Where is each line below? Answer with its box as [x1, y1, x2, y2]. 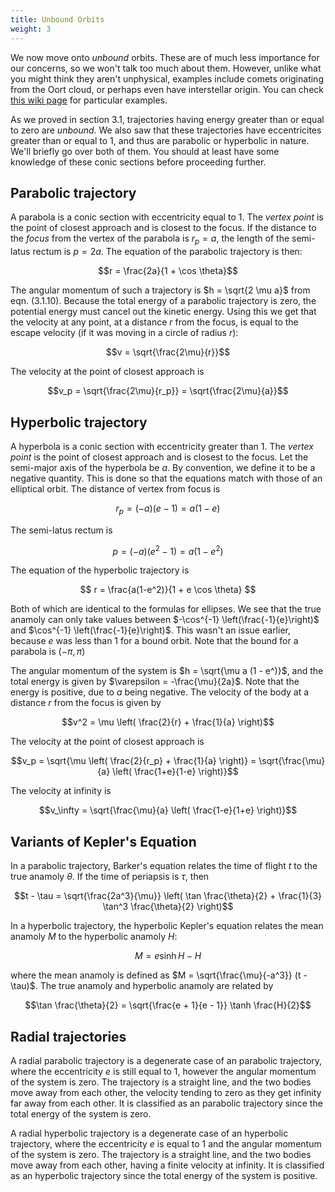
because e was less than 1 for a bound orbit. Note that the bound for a [10, 635, 299, 647]
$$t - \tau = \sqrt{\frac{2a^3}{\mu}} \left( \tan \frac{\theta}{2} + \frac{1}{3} [13, 890, 323, 902]
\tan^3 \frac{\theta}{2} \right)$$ [102, 901, 234, 913]
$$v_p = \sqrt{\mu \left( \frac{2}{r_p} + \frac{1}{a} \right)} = [10, 755, 257, 767]
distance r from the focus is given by [10, 697, 162, 709]
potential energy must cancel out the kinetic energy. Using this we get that [10, 306, 317, 318]
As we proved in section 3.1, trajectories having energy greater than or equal [10, 113, 325, 125]
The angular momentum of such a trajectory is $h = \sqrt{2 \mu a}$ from [10, 284, 311, 296]
